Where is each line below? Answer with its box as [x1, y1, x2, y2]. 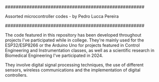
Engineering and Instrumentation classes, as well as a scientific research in [5, 48, 155, 53]
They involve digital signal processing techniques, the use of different [5, 62, 144, 68]
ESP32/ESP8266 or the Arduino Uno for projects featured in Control [5, 42, 140, 48]
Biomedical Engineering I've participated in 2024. [5, 53, 103, 58]
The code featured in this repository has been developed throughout [5, 32, 142, 38]
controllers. [5, 72, 28, 78]
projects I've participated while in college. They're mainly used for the [5, 37, 144, 43]
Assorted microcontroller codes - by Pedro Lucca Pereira [5, 14, 119, 19]
